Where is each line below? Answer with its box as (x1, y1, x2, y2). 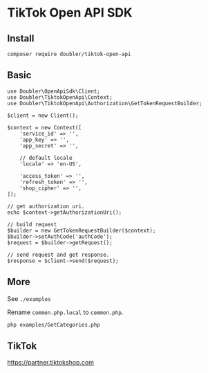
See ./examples (7, 294, 51, 302)
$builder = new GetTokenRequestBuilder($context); (7, 227, 156, 234)
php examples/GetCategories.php (7, 321, 100, 328)
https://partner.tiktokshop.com (7, 358, 95, 367)
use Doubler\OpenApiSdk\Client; (7, 88, 100, 95)
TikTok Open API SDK (7, 5, 133, 21)
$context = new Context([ (7, 124, 82, 131)
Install (7, 33, 35, 44)
